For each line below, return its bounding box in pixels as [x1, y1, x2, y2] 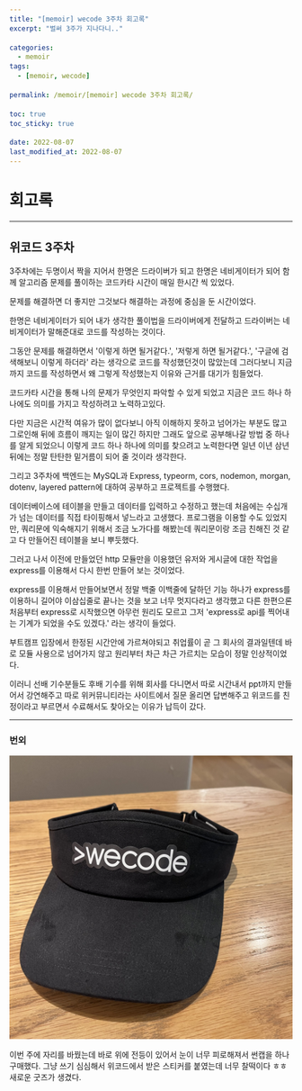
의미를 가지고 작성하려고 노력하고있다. [32, 398, 166, 409]
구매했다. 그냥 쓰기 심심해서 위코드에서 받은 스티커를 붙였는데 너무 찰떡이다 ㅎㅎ [9, 1060, 288, 1071]
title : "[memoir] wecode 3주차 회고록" [9, 14, 150, 23]
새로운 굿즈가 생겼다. [9, 1071, 82, 1082]
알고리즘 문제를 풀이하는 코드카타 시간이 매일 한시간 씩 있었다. [18, 276, 235, 287]
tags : [9, 62, 30, 71]
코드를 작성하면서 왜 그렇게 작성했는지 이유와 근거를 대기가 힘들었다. [25, 367, 263, 378]
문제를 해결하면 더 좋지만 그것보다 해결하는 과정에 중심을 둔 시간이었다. [9, 295, 256, 306]
